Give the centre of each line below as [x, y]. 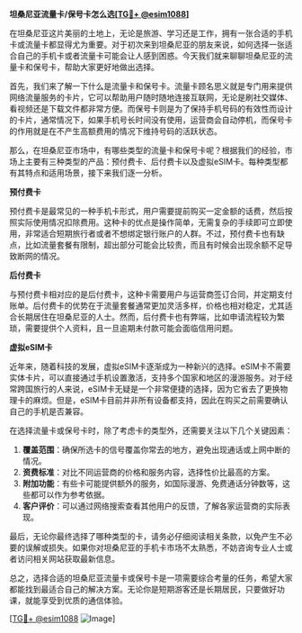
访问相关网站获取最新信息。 [68, 559]
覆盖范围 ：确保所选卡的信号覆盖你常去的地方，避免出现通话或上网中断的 [156, 450]
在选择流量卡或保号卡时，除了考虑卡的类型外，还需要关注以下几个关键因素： [151, 430]
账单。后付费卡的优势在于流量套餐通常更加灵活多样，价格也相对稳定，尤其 [147, 306]
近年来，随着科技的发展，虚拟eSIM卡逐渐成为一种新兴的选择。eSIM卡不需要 [151, 366]
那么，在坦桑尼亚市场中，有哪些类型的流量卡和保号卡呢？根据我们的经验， [147, 150]
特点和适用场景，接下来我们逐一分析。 [96, 173]
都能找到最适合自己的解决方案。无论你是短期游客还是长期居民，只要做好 [143, 589]
